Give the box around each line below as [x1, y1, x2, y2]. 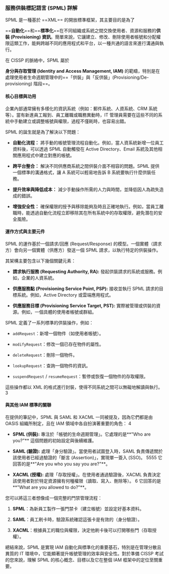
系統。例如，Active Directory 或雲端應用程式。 [17, 292, 114, 298]
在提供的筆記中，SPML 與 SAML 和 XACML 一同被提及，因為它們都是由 [5, 414, 153, 420]
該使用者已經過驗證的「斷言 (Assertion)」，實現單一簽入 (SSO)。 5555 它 [12, 454, 162, 460]
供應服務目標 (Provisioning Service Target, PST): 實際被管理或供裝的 [12, 302, 156, 309]
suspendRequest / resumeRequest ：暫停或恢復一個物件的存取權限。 [12, 373, 148, 379]
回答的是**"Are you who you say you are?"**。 [12, 461, 111, 467]
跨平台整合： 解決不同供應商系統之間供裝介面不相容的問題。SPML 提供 [12, 163, 160, 169]
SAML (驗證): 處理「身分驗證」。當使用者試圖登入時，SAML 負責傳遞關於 [12, 448, 163, 454]
